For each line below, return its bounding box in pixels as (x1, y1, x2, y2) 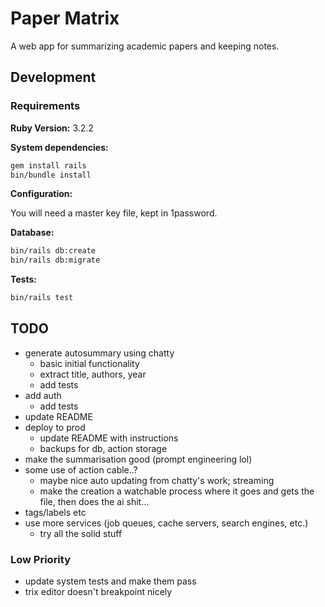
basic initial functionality (39, 357, 140, 369)
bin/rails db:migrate (10, 255, 101, 266)
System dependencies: (10, 141, 109, 153)
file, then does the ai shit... (39, 495, 150, 507)
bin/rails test (10, 293, 74, 303)
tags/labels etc (24, 506, 87, 518)
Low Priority (10, 552, 72, 566)
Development (10, 69, 97, 86)
